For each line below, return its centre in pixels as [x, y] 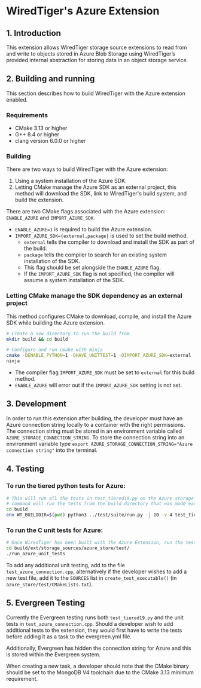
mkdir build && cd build [37, 339]
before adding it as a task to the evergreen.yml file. [69, 636]
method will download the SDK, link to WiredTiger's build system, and [101, 194]
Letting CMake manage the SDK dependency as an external [94, 296]
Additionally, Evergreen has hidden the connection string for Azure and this [99, 648]
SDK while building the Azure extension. [56, 322]
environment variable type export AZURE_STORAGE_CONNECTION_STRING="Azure [100, 444]
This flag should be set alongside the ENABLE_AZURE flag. [92, 268]
